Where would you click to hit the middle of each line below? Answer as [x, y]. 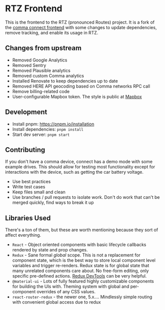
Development [26, 112]
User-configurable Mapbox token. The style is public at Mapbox [77, 96]
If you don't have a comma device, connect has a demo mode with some [79, 162]
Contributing [25, 150]
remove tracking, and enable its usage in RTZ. [52, 32]
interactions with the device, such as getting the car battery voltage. [74, 172]
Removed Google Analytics [40, 60]
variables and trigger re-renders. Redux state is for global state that [81, 266]
